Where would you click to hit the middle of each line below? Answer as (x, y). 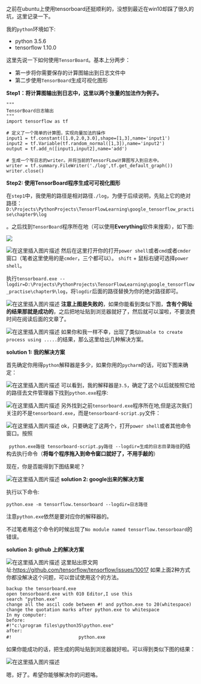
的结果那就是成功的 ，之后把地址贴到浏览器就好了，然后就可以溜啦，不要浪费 (101, 311)
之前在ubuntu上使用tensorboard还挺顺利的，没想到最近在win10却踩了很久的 (100, 9)
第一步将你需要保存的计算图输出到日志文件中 (70, 73)
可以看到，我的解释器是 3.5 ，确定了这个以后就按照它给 (128, 385)
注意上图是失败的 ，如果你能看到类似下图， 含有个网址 (127, 304)
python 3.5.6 (31, 41)
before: (16, 620)
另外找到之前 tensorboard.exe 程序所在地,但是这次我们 (127, 405)
